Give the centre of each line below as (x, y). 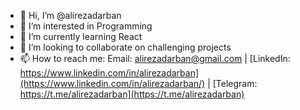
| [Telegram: (232, 83)
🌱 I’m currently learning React (81, 36)
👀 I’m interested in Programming (86, 26)
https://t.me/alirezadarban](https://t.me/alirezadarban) (132, 94)
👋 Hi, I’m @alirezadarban (70, 15)
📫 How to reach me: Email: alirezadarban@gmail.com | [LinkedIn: (155, 58)
